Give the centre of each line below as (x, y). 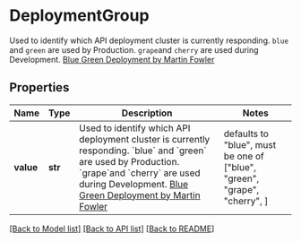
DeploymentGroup (79, 16)
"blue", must (249, 144)
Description (147, 113)
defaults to (246, 134)
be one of (244, 156)
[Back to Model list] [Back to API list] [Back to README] (112, 229)
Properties (39, 87)
